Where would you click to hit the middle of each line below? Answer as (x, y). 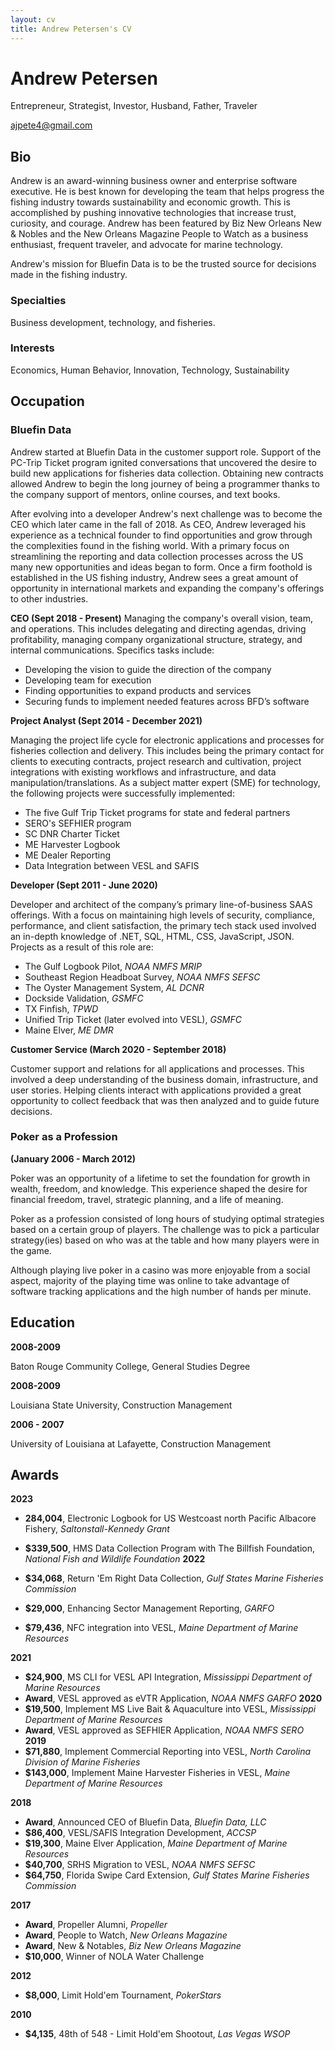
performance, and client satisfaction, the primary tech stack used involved (163, 925)
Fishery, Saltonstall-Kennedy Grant (97, 1529)
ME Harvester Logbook (72, 844)
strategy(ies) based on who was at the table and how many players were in (165, 1240)
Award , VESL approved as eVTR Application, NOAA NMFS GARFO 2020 (173, 1698)
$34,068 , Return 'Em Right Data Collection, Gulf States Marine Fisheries (174, 1578)
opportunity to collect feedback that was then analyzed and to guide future (165, 1100)
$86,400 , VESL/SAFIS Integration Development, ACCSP (140, 1833)
